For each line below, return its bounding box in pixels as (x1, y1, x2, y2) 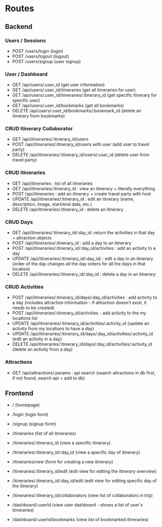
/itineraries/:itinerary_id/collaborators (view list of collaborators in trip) (12, 492, 153, 499)
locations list (12, 315, 38, 321)
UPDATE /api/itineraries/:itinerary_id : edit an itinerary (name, (12, 196, 135, 202)
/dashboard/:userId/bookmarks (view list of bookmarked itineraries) (12, 517, 149, 523)
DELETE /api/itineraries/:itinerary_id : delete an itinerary (12, 206, 123, 212)
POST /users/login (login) (12, 48, 63, 54)
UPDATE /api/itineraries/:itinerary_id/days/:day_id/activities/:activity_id (12, 331, 153, 337)
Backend (5, 22, 33, 31)
